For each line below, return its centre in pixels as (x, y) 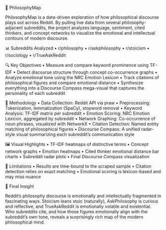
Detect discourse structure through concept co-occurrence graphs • (87, 72)
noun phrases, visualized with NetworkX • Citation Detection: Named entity (82, 124)
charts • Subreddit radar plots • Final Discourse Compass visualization (77, 157)
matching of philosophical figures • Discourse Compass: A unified (73, 129)
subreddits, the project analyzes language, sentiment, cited (84, 28)
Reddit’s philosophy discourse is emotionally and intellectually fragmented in (83, 196)
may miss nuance (23, 177)
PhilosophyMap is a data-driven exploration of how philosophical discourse (82, 17)
